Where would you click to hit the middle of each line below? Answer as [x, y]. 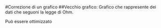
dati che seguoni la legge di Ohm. [39, 12]
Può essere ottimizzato [28, 21]
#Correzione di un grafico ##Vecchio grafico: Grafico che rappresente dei [81, 7]
